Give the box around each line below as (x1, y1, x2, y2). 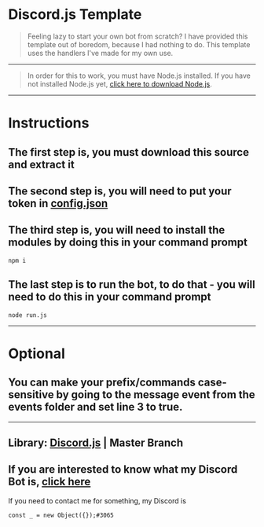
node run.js (8, 311, 47, 319)
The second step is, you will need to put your (8, 184, 232, 197)
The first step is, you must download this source (8, 146, 250, 159)
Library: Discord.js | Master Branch (8, 436, 184, 449)
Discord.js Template (8, 6, 142, 24)
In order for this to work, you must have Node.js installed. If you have (27, 71, 251, 80)
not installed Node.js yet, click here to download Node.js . (27, 79, 212, 88)
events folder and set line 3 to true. (8, 400, 183, 414)
